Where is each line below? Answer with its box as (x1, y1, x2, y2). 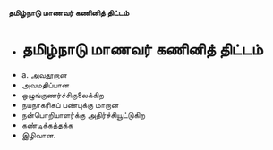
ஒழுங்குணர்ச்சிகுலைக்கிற (21, 89, 105, 100)
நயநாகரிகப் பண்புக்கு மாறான (21, 99, 119, 110)
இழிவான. (21, 129, 56, 140)
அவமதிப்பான (21, 79, 70, 90)
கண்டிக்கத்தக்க (21, 120, 73, 130)
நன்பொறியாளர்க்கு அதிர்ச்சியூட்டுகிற (21, 109, 145, 120)
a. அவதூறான (21, 69, 68, 79)
